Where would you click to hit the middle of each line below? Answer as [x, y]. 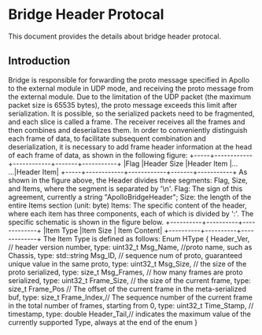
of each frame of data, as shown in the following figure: [98, 155]
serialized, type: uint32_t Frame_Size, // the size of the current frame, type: [129, 280]
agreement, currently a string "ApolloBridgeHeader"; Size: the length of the [130, 197]
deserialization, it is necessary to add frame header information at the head [130, 146]
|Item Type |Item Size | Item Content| [103, 230]
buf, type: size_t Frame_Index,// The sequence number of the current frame [131, 297]
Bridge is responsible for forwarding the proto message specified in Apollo [129, 79]
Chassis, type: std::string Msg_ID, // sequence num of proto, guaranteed [125, 255]
